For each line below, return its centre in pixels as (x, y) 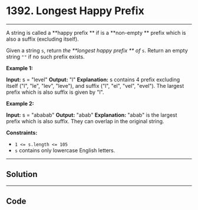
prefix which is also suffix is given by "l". (55, 92)
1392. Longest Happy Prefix (75, 11)
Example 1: (20, 68)
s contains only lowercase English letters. (65, 150)
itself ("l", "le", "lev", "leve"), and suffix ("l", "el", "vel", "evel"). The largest (95, 86)
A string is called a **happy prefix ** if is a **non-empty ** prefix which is (96, 32)
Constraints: (22, 132)
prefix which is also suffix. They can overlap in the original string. (85, 121)
